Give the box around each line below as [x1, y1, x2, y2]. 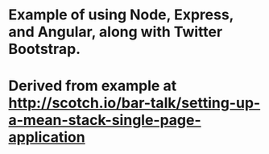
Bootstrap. [8, 40, 81, 58]
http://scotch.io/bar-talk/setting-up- [8, 94, 261, 112]
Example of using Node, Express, [8, 6, 234, 24]
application [8, 128, 86, 147]
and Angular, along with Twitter [8, 23, 223, 41]
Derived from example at [8, 77, 177, 95]
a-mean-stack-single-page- [8, 111, 201, 130]
